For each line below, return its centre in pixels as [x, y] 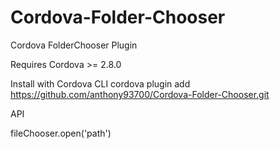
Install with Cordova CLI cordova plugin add [100, 83]
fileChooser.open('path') [61, 133]
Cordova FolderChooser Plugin [74, 45]
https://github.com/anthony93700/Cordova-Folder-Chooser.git [140, 94]
